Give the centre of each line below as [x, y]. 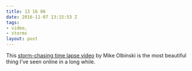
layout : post [22, 39]
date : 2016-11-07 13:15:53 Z [42, 17]
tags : [13, 22]
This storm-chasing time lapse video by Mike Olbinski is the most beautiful [96, 55]
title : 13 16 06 [26, 11]
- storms [17, 33]
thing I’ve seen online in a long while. [51, 62]
